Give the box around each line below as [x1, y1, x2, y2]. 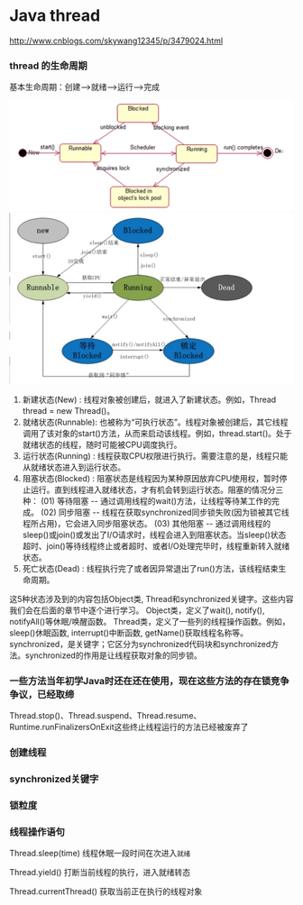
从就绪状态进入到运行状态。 [22, 462, 126, 472]
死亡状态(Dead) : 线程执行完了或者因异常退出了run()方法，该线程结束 [22, 562, 279, 573]
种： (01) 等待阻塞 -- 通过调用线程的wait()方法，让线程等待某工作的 [22, 495, 272, 506]
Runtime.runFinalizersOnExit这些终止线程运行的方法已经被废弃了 [9, 722, 249, 733]
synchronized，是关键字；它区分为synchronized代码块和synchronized [9, 638, 271, 649]
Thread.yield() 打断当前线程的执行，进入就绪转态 [9, 867, 191, 878]
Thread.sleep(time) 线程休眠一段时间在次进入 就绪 [9, 848, 191, 859]
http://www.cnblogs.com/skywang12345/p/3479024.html [9, 35, 224, 46]
